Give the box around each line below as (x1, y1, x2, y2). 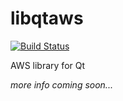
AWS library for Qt (10, 59, 86, 71)
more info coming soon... (10, 78, 113, 91)
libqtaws (10, 7, 84, 30)
